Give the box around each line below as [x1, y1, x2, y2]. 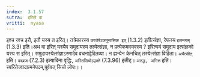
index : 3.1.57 [6, 8, 44, 15]
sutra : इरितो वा [6, 14, 43, 20]
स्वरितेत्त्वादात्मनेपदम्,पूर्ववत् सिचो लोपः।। [6, 64, 83, 71]
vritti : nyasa [6, 20, 44, 26]
